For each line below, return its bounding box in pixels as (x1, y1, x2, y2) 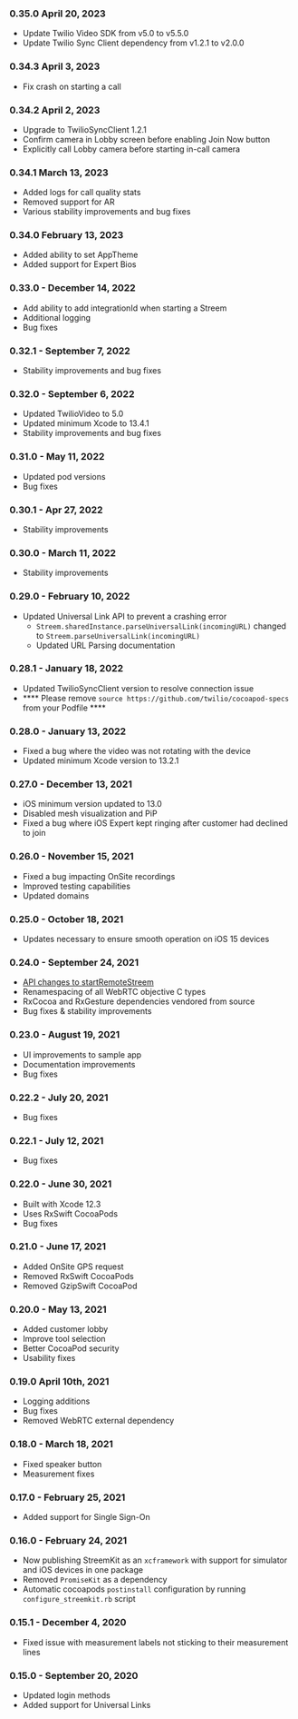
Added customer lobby (22, 1324, 109, 1335)
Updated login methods (22, 1689, 111, 1701)
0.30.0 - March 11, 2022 (9, 546, 116, 559)
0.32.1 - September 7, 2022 (9, 344, 131, 357)
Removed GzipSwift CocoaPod (22, 1280, 138, 1291)
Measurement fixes (22, 1468, 95, 1479)
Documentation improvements (22, 1058, 136, 1069)
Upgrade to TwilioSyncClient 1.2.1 (22, 124, 147, 134)
